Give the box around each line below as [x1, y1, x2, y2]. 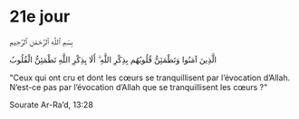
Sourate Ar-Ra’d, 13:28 [9, 99, 93, 110]
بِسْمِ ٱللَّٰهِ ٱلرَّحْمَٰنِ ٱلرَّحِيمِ [9, 36, 73, 47]
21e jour [9, 6, 71, 27]
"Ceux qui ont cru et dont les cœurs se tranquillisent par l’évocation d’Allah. [9, 72, 291, 83]
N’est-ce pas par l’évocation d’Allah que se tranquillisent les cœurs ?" [9, 81, 268, 92]
